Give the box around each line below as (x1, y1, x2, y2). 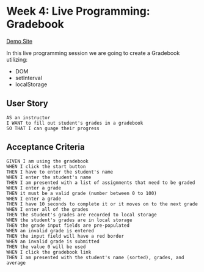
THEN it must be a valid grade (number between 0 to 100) (6, 190, 157, 196)
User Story (6, 98, 48, 109)
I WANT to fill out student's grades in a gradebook (6, 120, 144, 126)
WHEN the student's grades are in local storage (6, 217, 133, 223)
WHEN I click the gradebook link (6, 249, 92, 255)
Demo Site (6, 37, 32, 45)
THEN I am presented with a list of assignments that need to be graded (6, 179, 195, 186)
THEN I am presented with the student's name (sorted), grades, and (6, 254, 184, 260)
